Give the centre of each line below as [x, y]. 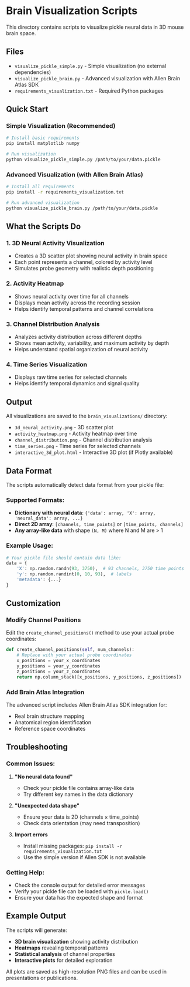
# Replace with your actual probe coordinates [74, 655]
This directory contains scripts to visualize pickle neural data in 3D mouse [95, 27]
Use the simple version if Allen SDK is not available [84, 857]
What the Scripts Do [44, 227]
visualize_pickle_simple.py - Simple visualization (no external [90, 66]
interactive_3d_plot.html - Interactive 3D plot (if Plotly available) [94, 452]
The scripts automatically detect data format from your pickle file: [85, 484]
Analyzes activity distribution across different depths [78, 337]
